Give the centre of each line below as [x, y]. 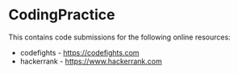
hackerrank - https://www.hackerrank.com [91, 61]
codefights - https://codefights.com [79, 52]
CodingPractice [62, 15]
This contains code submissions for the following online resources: [120, 37]
